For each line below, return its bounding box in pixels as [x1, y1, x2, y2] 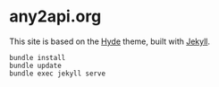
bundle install [9, 53, 66, 62]
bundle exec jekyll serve [9, 69, 105, 78]
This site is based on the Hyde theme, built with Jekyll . [9, 36, 211, 47]
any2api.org [9, 6, 102, 27]
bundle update [9, 61, 63, 70]
